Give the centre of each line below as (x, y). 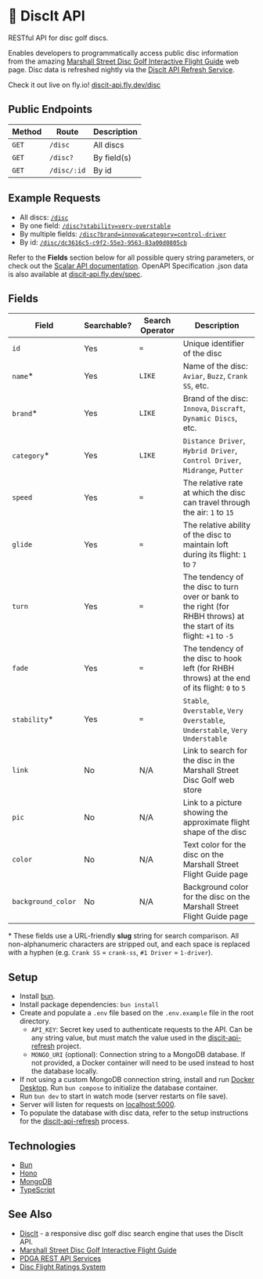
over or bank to (211, 597)
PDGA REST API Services (60, 1258)
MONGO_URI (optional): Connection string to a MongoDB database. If (138, 1055)
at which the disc (214, 493)
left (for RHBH (209, 669)
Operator (157, 330)
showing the (205, 813)
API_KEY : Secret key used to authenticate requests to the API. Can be (142, 1029)
